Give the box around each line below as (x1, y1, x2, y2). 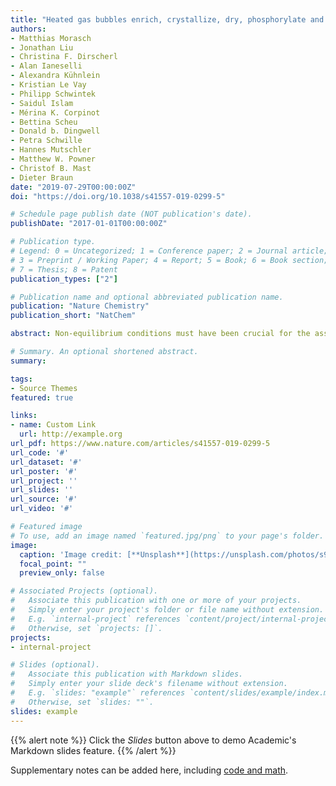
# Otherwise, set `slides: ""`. (10, 697, 155, 707)
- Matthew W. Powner (10, 154, 97, 164)
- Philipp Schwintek (10, 89, 97, 99)
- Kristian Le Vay (10, 80, 87, 90)
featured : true (10, 392, 74, 403)
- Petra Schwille (10, 136, 83, 146)
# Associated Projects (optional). (10, 586, 159, 596)
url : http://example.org (19, 429, 123, 440)
